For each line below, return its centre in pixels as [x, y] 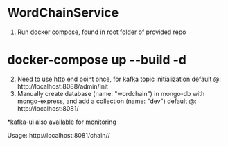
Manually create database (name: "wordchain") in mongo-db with [111, 93]
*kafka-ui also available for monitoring [62, 122]
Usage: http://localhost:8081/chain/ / [59, 135]
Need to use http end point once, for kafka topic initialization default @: [119, 79]
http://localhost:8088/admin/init [63, 86]
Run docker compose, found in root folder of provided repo [102, 32]
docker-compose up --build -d [97, 60]
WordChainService [63, 13]
